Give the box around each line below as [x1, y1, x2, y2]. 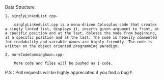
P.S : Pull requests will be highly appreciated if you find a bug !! [5, 70, 133, 75]
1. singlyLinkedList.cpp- [5, 14, 58, 19]
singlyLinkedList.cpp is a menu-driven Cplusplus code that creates [14, 22, 157, 27]
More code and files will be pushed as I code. [14, 61, 113, 66]
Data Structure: [5, 4, 36, 10]
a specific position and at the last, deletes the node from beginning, [5, 31, 157, 36]
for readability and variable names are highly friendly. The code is [5, 39, 153, 44]
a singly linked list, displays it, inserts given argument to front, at [5, 27, 160, 31]
